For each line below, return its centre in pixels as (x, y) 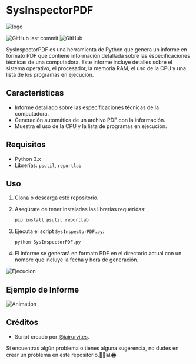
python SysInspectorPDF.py (48, 242)
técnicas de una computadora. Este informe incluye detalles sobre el (89, 62)
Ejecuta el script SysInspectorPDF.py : (59, 231)
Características (35, 93)
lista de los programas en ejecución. (50, 74)
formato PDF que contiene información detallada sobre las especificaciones (98, 55)
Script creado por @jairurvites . (52, 336)
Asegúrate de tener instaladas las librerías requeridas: (80, 209)
